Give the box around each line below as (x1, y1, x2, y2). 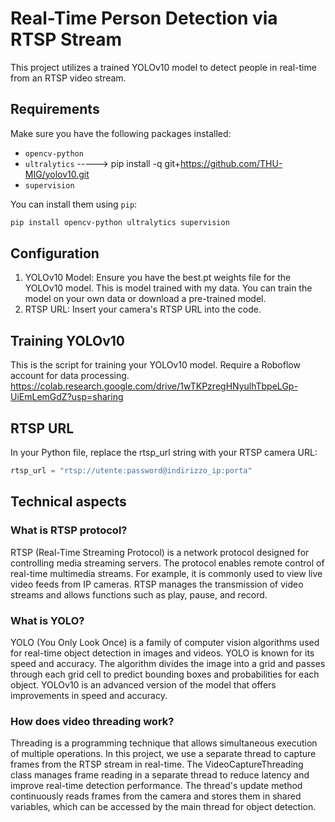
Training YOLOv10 (10, 332, 125, 349)
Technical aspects (10, 493, 127, 511)
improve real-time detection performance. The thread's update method (10, 780, 303, 792)
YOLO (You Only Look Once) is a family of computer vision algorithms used (10, 636, 320, 648)
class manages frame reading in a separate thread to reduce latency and (10, 769, 310, 781)
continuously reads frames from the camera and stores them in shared (10, 790, 302, 802)
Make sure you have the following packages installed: (10, 127, 232, 139)
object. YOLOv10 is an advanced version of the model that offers (10, 678, 277, 691)
